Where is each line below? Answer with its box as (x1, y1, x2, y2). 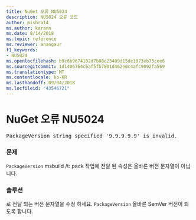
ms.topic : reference (6, 36, 57, 42)
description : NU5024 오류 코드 (6, 14, 79, 20)
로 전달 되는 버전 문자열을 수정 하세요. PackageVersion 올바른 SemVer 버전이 (6, 201, 183, 208)
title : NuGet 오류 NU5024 (6, 8, 68, 15)
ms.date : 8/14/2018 (6, 31, 54, 37)
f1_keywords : (6, 47, 38, 53)
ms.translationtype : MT (6, 69, 65, 75)
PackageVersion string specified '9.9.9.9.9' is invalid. (6, 132, 178, 139)
